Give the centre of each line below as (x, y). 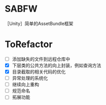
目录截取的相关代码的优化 (39, 72)
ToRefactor (29, 44)
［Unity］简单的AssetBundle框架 (39, 23)
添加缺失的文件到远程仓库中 (41, 59)
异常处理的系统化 (30, 78)
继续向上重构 (25, 85)
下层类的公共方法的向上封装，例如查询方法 (57, 65)
